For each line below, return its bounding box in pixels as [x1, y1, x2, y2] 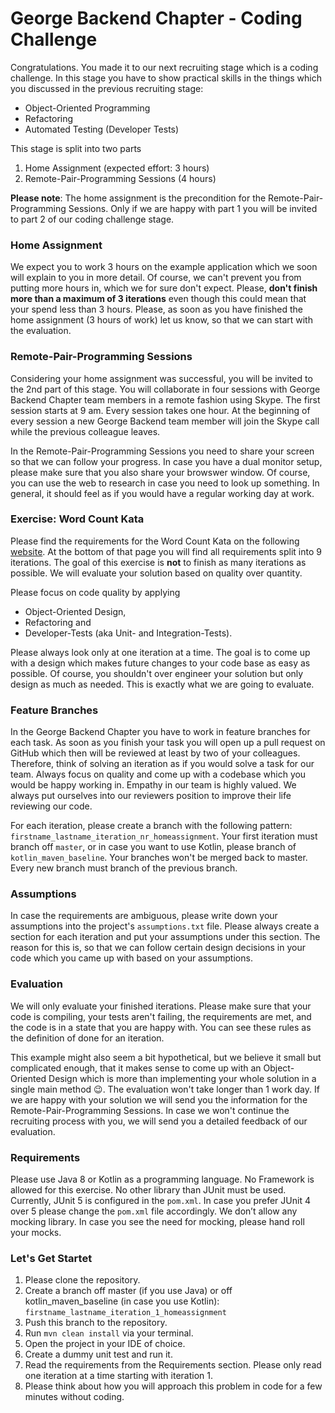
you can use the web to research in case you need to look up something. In [10, 477, 320, 489]
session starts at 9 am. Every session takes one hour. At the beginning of [10, 404, 311, 416]
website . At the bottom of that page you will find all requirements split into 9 [10, 545, 322, 557]
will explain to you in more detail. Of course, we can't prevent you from [10, 272, 302, 284]
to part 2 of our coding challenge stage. [10, 213, 175, 225]
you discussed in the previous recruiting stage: [10, 82, 204, 94]
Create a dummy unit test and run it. [24, 1348, 173, 1361]
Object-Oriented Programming [24, 102, 151, 114]
